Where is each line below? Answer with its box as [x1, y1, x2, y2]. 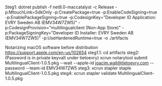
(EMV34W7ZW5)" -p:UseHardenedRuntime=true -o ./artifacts [5, 35, 129, 41]
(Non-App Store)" [86, 25, 121, 31]
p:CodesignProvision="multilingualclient [5, 25, 85, 31]
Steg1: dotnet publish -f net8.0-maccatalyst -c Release [5, 4, 115, 10]
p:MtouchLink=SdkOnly [5, 9, 52, 15]
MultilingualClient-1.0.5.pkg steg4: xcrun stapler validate [5, 70, 117, 76]
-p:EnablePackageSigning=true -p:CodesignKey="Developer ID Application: [5, 15, 156, 20]
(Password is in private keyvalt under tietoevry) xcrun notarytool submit [5, 55, 148, 60]
